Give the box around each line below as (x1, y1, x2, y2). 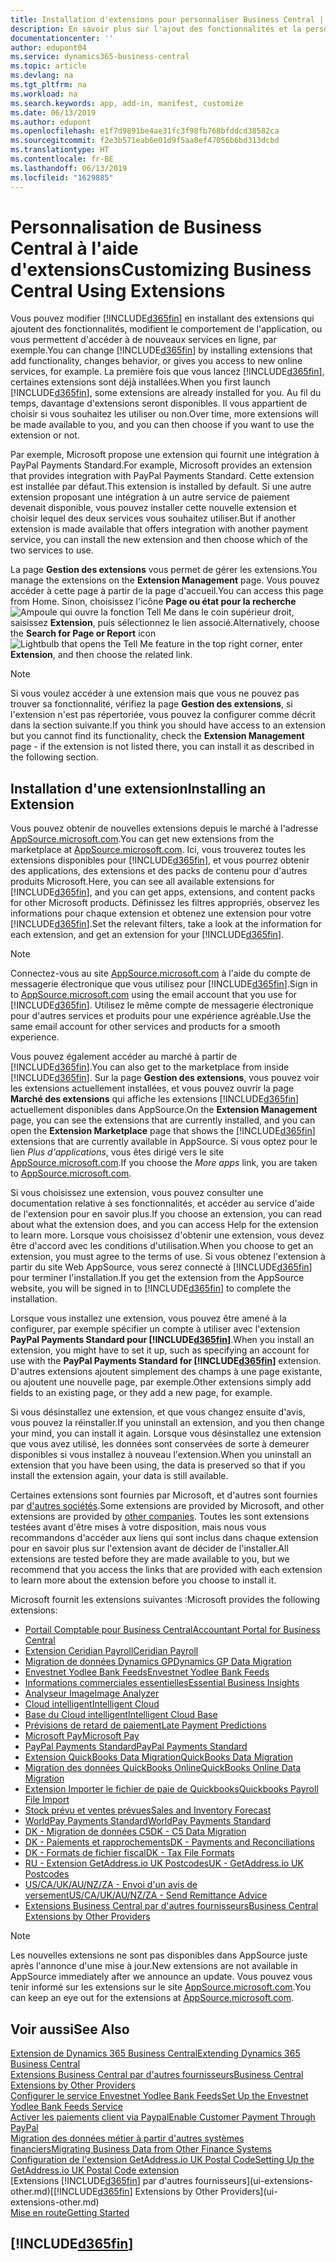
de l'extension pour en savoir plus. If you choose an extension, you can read (10, 1208, 323, 1220)
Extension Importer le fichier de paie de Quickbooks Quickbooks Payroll (24, 1783, 319, 1795)
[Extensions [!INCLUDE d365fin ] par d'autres (10, 2175, 193, 2187)
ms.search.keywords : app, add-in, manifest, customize (10, 98, 244, 108)
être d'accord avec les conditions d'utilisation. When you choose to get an (10, 1240, 314, 1252)
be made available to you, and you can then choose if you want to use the (10, 419, 315, 431)
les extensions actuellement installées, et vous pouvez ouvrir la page (10, 1082, 295, 1095)
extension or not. (10, 429, 80, 441)
